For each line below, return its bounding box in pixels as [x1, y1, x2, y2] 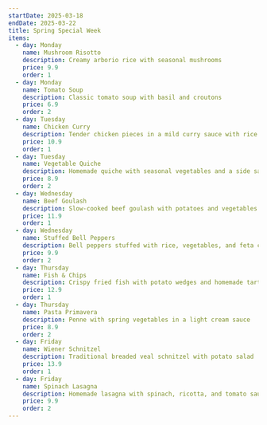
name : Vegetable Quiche [22, 160, 102, 168]
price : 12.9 [22, 286, 62, 294]
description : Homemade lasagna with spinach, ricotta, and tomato [22, 390, 247, 398]
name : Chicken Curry [22, 123, 91, 131]
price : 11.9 [22, 212, 62, 220]
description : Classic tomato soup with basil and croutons [22, 93, 222, 101]
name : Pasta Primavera [22, 308, 98, 316]
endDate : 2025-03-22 [8, 19, 77, 27]
